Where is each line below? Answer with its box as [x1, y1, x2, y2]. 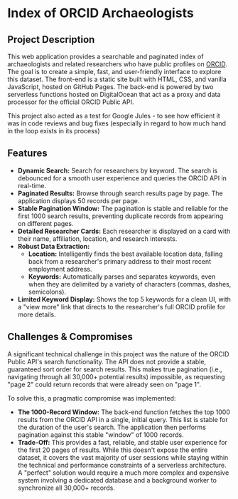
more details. [17, 310, 57, 319]
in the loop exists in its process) [7, 127, 101, 135]
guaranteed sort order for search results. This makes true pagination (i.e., [7, 365, 222, 374]
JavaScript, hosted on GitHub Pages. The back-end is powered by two [7, 83, 214, 91]
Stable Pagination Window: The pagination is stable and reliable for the [17, 204, 229, 212]
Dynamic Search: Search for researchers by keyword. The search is [17, 166, 218, 175]
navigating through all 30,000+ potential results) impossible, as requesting [7, 372, 225, 381]
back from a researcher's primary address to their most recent [28, 257, 212, 265]
